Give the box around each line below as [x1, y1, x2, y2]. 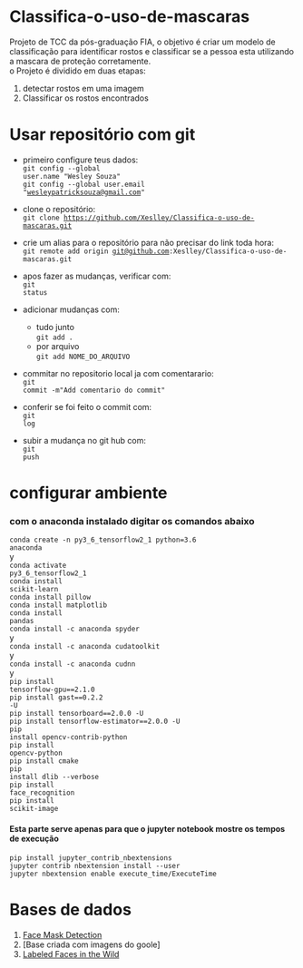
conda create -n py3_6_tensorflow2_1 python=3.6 [9, 535, 197, 545]
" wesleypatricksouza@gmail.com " [22, 188, 145, 197]
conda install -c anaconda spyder [9, 624, 141, 634]
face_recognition [9, 788, 75, 797]
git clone [22, 213, 61, 222]
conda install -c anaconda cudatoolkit [9, 642, 161, 651]
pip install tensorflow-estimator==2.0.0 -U [9, 717, 181, 727]
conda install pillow [9, 592, 92, 602]
